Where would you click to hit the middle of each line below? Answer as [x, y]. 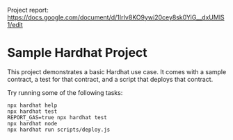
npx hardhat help [32, 105]
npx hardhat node [32, 123]
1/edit [15, 25]
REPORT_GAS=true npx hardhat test [57, 117]
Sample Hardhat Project [77, 53]
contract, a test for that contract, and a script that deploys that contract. [110, 79]
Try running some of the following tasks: [65, 92]
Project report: [28, 10]
